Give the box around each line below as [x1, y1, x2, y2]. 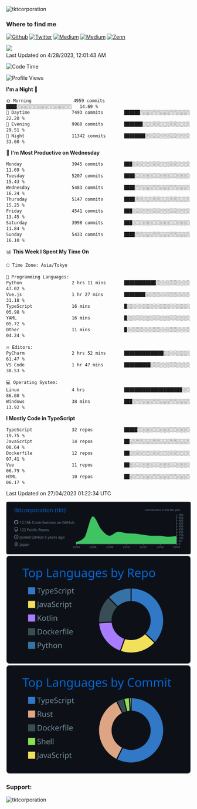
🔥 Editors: [6, 345, 33, 351]
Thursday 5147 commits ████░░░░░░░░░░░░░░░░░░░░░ [6, 196, 191, 202]
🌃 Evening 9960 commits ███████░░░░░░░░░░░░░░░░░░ [6, 121, 191, 127]
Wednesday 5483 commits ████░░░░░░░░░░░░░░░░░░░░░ [6, 185, 191, 191]
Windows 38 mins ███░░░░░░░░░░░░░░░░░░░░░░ [6, 399, 191, 404]
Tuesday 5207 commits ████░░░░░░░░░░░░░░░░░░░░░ [6, 173, 191, 179]
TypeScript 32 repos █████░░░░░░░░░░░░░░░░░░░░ [6, 427, 191, 433]
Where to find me [6, 20, 57, 28]
